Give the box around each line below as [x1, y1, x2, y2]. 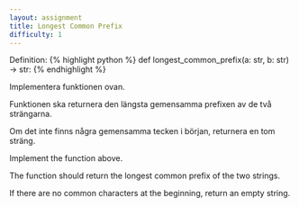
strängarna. [9, 109, 52, 120]
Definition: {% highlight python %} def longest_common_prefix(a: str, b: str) [9, 55, 290, 66]
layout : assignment [9, 13, 83, 22]
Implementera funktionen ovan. [9, 82, 126, 93]
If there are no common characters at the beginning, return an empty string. [9, 188, 291, 199]
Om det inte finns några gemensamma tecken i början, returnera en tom [9, 126, 276, 137]
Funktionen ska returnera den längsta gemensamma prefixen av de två [9, 99, 272, 110]
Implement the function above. [9, 153, 123, 164]
